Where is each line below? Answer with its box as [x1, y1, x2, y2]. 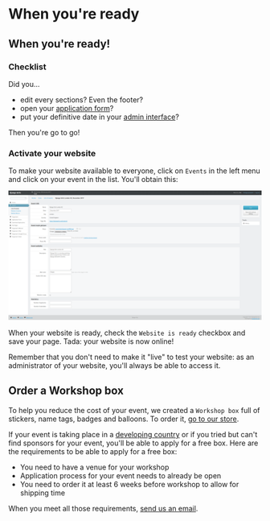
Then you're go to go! [8, 127, 80, 137]
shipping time [19, 488, 66, 498]
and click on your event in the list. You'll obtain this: [8, 175, 178, 184]
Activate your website [8, 147, 96, 159]
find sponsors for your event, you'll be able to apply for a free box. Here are [8, 438, 259, 448]
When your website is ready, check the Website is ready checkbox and [8, 328, 246, 338]
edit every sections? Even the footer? [19, 94, 143, 105]
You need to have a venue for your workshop [19, 462, 170, 472]
